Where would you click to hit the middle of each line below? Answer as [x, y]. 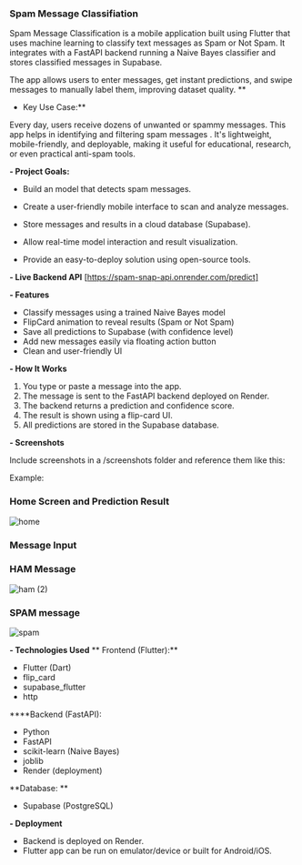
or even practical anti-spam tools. [73, 154]
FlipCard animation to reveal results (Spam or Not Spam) [128, 322]
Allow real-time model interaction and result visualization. [130, 242]
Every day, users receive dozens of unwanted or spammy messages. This [148, 125]
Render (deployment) [62, 770]
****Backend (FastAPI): [55, 714]
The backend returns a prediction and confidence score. [128, 406]
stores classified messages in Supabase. [86, 63]
